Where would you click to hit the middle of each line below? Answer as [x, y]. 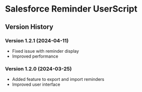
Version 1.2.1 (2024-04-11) [37, 41]
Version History [29, 27]
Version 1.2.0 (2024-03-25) [38, 69]
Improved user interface [36, 84]
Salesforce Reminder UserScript [71, 9]
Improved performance [35, 56]
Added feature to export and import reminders [58, 79]
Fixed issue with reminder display [45, 51]
